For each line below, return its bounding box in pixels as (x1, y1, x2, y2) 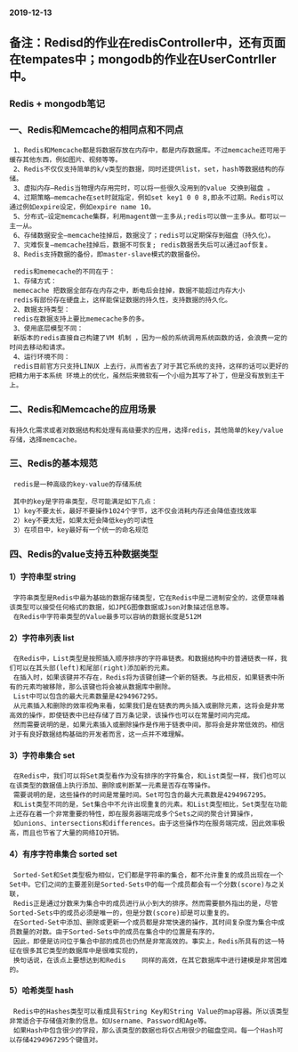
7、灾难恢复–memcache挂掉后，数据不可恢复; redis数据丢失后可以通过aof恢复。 (12, 241, 272, 249)
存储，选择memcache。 (9, 435, 82, 444)
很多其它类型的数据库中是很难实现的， (21, 946, 142, 955)
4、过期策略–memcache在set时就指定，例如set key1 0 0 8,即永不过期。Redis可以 (12, 193, 285, 202)
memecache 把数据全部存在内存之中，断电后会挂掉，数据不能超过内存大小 (12, 286, 246, 296)
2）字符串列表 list (9, 632, 75, 643)
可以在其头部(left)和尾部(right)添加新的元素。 (15, 664, 174, 673)
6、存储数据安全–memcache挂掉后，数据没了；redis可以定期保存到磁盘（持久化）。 (12, 232, 276, 241)
